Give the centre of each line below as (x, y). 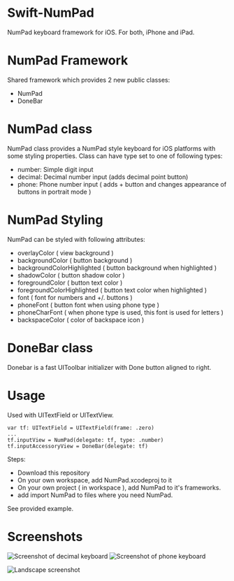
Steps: (16, 459)
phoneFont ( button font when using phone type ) (88, 305)
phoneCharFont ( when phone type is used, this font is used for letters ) (120, 312)
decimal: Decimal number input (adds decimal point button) (103, 177)
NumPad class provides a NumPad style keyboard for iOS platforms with (111, 148)
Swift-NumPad (51, 13)
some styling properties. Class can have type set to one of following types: (115, 156)
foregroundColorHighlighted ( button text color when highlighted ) (112, 290)
